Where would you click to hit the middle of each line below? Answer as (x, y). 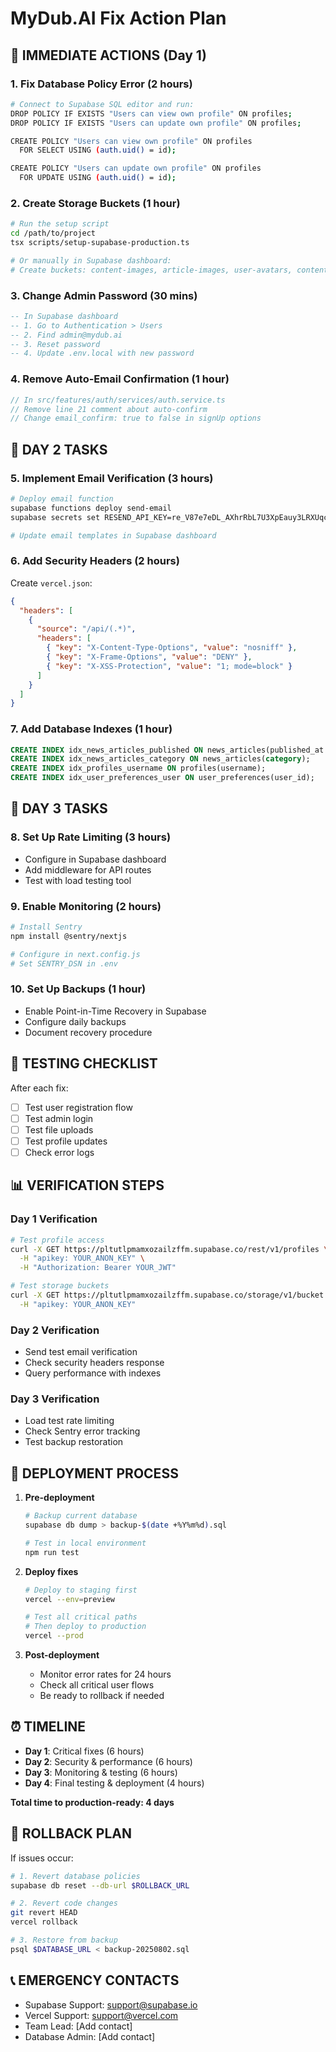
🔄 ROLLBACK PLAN (71, 1833)
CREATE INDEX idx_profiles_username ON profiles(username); (138, 768)
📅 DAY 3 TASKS (59, 808)
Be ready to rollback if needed (102, 1696)
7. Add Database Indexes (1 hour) (91, 729)
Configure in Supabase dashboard (95, 859)
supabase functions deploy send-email (91, 508)
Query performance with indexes (93, 1373)
